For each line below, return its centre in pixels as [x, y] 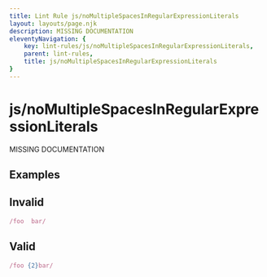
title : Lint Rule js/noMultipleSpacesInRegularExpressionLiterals [124, 16]
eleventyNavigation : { [48, 39]
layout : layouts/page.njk [53, 24]
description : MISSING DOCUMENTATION [71, 31]
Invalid [26, 202]
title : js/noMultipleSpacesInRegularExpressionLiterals [121, 62]
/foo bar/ [28, 221]
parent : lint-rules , [59, 54]
